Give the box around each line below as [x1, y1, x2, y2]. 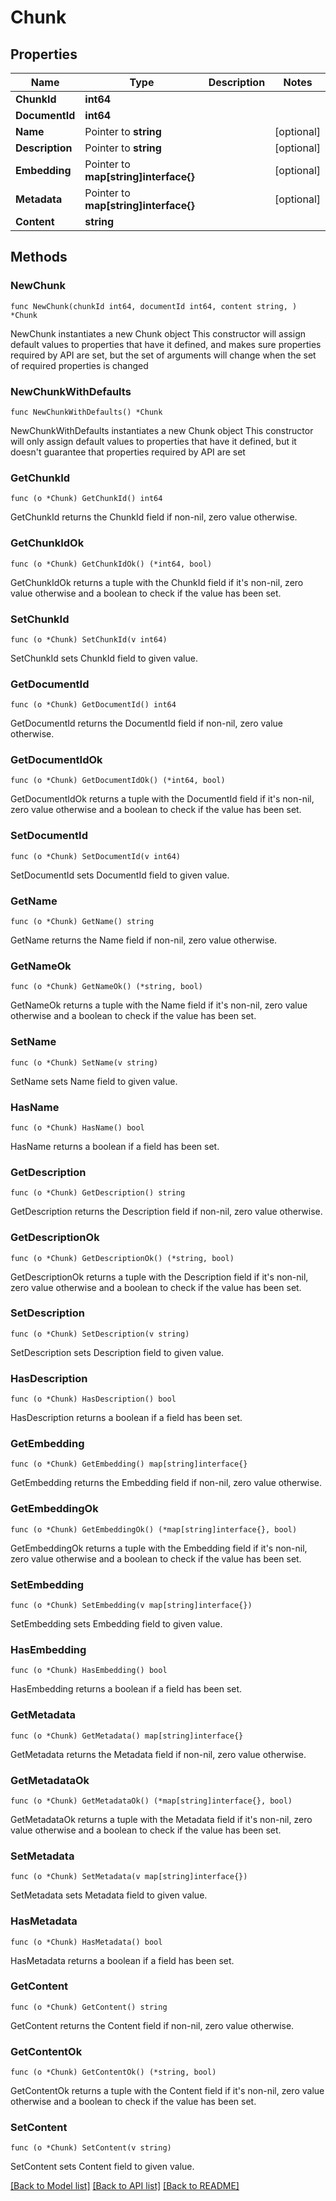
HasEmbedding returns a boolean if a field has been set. [10, 1683, 243, 1695]
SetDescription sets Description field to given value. [10, 1346, 225, 1358]
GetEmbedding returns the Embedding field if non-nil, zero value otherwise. [10, 1477, 323, 1489]
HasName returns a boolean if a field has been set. [10, 1140, 220, 1152]
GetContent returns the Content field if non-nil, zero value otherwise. [10, 2019, 295, 2031]
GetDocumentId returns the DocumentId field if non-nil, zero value [10, 717, 284, 730]
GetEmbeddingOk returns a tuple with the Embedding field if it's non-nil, [10, 1542, 308, 1554]
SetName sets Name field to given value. [10, 1075, 178, 1087]
